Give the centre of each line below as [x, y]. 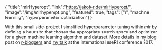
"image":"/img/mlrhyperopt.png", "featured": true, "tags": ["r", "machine [77, 12]
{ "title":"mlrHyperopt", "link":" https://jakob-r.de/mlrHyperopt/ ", [69, 7]
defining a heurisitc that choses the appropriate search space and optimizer [81, 32]
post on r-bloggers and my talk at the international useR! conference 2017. [79, 42]
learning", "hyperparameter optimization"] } [49, 17]
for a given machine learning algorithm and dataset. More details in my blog [81, 37]
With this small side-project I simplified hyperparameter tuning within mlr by [81, 27]
